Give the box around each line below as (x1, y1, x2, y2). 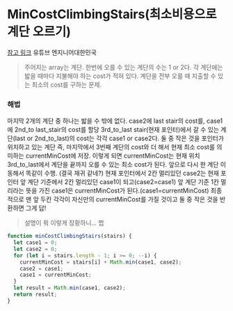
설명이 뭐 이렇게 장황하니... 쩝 (24, 219, 104, 227)
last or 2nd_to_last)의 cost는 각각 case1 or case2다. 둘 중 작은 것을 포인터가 (15, 134, 225, 143)
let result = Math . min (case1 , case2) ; (13, 285, 127, 291)
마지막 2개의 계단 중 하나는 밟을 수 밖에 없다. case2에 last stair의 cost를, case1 (7, 116, 223, 126)
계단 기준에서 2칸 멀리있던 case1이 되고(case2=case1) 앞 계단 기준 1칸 (27, 178, 219, 186)
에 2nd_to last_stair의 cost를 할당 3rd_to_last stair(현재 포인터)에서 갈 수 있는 (7, 126, 219, 134)
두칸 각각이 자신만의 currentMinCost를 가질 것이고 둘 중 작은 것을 (40, 195, 218, 204)
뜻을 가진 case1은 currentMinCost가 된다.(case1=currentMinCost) (25, 186, 209, 195)
